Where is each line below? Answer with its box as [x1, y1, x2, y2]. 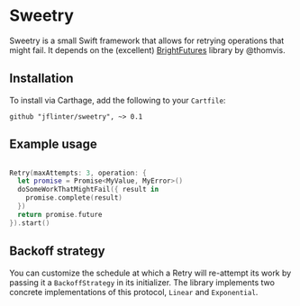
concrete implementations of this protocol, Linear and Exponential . [9, 286, 259, 297]
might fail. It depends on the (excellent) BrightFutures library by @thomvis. [9, 44, 286, 55]
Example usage [9, 137, 97, 152]
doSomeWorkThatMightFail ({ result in [17, 185, 159, 194]
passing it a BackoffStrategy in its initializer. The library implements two [9, 276, 275, 288]
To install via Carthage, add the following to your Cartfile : [9, 94, 226, 105]
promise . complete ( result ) [25, 193, 123, 202]
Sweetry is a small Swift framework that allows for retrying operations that [9, 35, 285, 46]
